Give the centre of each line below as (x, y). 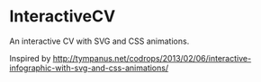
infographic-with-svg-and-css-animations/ (89, 68)
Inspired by (30, 58)
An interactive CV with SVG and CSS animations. (99, 41)
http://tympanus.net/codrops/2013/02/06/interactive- (152, 58)
